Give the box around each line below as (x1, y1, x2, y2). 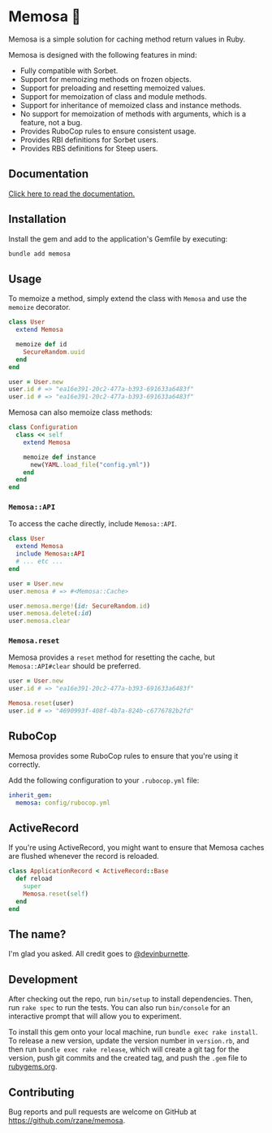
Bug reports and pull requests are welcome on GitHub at (8, 1107, 197, 1117)
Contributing (8, 1085, 75, 1099)
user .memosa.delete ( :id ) (8, 609, 93, 617)
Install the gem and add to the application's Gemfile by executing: (8, 233, 228, 243)
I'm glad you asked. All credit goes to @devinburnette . (8, 949, 190, 959)
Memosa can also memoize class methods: (8, 407, 153, 417)
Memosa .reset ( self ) (23, 890, 89, 898)
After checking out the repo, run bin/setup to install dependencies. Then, (8, 994, 253, 1004)
